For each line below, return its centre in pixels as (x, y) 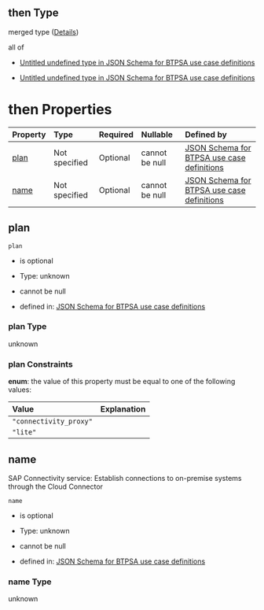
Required (116, 135)
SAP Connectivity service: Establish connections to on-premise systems (125, 478)
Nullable (157, 135)
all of (16, 47)
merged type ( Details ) (44, 31)
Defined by (206, 135)
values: (20, 390)
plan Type (27, 327)
